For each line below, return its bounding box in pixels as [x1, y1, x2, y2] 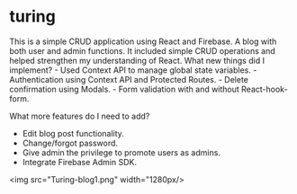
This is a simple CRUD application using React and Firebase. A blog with [9, 36, 277, 47]
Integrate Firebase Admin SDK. [22, 156, 138, 167]
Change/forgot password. [22, 137, 119, 148]
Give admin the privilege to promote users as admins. [22, 146, 220, 158]
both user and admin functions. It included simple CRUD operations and [9, 45, 276, 56]
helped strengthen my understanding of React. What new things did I [9, 55, 265, 66]
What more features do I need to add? [9, 110, 150, 121]
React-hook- [241, 84, 288, 94]
